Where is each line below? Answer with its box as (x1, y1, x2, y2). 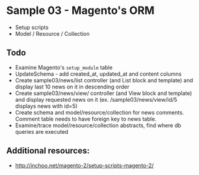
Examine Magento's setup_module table (15, 64, 113, 71)
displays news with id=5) (15, 102, 78, 110)
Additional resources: (6, 146, 90, 156)
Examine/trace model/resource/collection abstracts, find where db (15, 122, 181, 129)
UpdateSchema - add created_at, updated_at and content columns (15, 70, 182, 78)
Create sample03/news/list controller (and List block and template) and (15, 76, 193, 84)
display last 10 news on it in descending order (15, 83, 130, 90)
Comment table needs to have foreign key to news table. (15, 115, 157, 122)
